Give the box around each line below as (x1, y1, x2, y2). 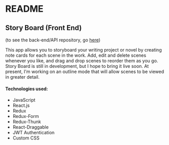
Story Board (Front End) (5, 23, 82, 32)
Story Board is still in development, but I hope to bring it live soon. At (5, 63, 149, 69)
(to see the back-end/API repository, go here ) (5, 37, 101, 43)
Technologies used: (5, 85, 48, 92)
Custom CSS (12, 135, 40, 141)
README (5, 3, 44, 15)
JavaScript (12, 97, 36, 103)
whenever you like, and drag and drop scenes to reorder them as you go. (5, 58, 158, 64)
